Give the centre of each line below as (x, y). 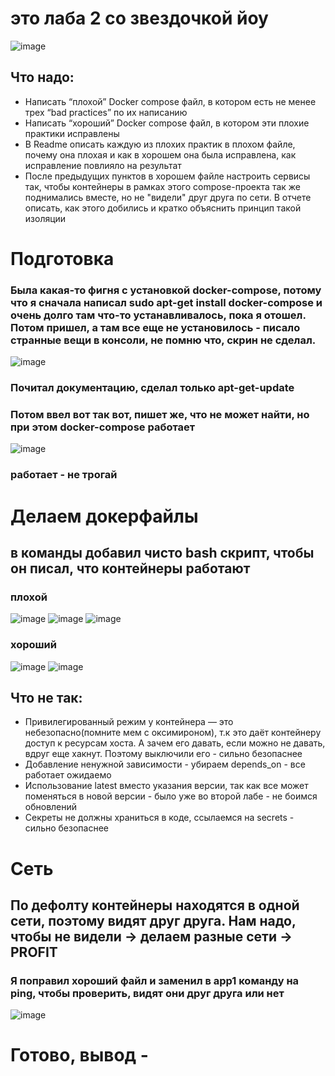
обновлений (51, 807)
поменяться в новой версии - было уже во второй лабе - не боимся (171, 796)
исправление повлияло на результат (103, 165)
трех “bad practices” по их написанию (106, 112)
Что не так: (46, 697)
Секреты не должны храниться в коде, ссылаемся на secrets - (159, 818)
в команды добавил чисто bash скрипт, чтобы (162, 552)
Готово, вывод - (79, 1055)
